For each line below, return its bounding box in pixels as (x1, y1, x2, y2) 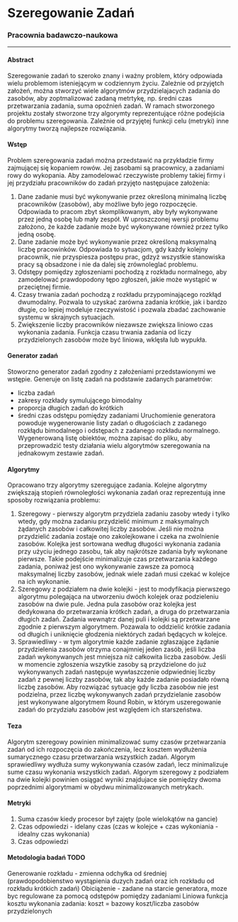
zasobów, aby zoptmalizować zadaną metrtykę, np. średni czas (7, 94, 193, 102)
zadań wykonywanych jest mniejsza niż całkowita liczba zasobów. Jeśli (17, 653, 227, 661)
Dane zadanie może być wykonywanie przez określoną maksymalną (17, 237, 217, 246)
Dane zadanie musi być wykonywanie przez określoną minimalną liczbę (17, 192, 227, 201)
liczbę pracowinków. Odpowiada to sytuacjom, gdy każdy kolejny (17, 244, 208, 253)
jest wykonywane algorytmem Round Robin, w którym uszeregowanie (17, 698, 222, 707)
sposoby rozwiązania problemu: (7, 496, 101, 505)
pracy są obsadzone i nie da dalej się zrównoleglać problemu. (17, 260, 198, 269)
